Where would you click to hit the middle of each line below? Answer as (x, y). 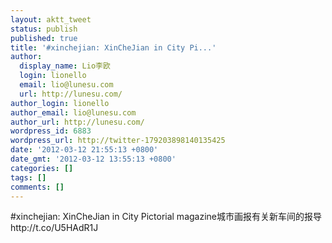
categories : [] (42, 168)
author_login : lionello (60, 103)
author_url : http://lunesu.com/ (77, 122)
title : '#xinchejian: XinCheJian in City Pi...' (113, 47)
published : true (44, 38)
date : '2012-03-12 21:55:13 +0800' (84, 150)
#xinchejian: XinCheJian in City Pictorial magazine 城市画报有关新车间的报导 (166, 217)
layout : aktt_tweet (51, 19)
